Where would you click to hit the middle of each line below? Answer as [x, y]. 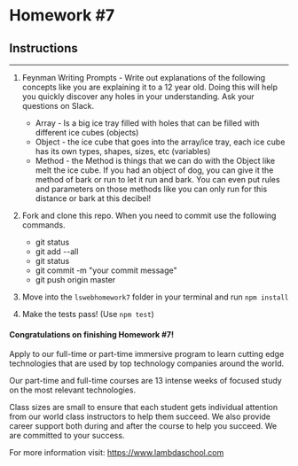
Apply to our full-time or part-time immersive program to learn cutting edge [147, 354]
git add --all [57, 252]
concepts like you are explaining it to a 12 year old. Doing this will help [149, 87]
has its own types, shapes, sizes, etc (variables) [123, 151]
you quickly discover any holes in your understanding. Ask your [138, 97]
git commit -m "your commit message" [106, 270]
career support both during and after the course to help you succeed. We [143, 426]
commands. [43, 225]
